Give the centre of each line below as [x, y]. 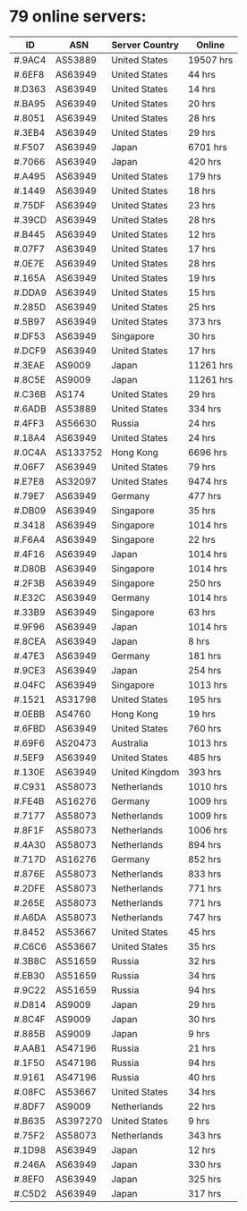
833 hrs [204, 874]
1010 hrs [208, 786]
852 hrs [204, 859]
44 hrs [202, 74]
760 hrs [204, 728]
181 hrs [204, 656]
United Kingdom [145, 772]
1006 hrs [208, 830]
